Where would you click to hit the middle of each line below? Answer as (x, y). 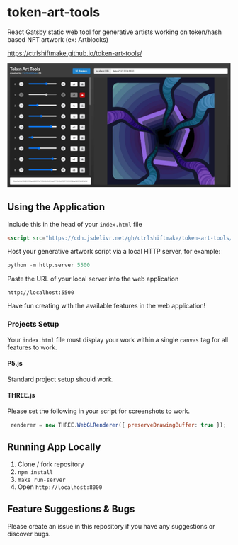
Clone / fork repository (51, 464)
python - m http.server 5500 (49, 265)
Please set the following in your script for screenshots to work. (98, 411)
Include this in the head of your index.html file (75, 224)
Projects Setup (33, 325)
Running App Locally (54, 447)
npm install (35, 472)
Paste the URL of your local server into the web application (93, 279)
